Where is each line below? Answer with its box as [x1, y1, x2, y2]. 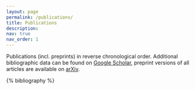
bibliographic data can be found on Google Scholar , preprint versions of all [6, 59, 190, 66]
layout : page [6, 8, 39, 15]
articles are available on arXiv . [6, 66, 81, 72]
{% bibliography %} [6, 77, 55, 84]
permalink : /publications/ [6, 14, 73, 20]
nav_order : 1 [6, 36, 39, 42]
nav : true [6, 31, 31, 37]
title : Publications [6, 20, 58, 26]
